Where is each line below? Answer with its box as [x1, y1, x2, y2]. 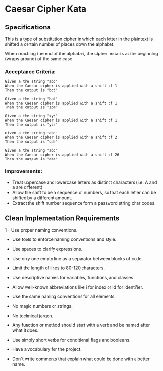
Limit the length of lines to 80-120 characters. [12, 265, 105, 271]
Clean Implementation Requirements [5, 214, 120, 222]
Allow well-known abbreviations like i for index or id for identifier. [12, 284, 144, 290]
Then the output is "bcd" [5, 88, 58, 93]
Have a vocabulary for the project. [12, 346, 82, 352]
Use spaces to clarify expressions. [12, 246, 82, 252]
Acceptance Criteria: [5, 68, 56, 75]
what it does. [12, 327, 39, 333]
